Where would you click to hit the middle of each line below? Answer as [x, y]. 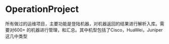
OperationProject [42, 9]
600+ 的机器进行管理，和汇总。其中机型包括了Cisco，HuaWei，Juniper [88, 30]
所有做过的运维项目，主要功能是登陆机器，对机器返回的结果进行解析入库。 [82, 23]
